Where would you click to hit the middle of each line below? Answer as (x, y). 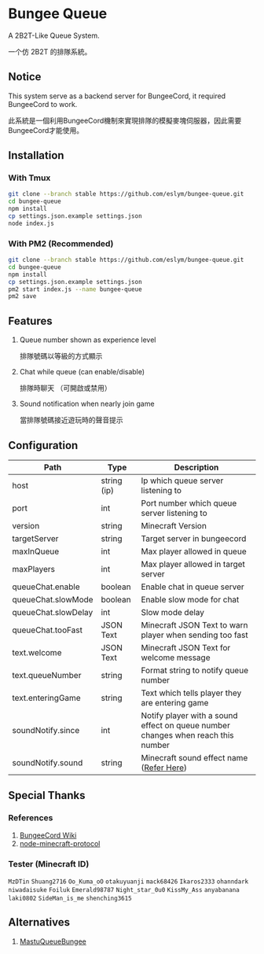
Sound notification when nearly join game (87, 404)
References (31, 818)
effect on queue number (185, 725)
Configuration (43, 445)
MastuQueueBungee (53, 941)
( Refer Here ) (164, 768)
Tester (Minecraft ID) (49, 864)
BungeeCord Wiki (48, 835)
